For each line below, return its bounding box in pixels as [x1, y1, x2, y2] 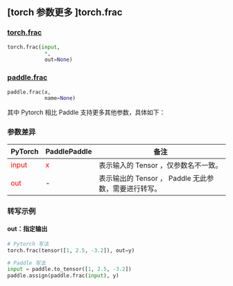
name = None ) [44, 95, 76, 102]
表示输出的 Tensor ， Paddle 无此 [98, 173, 207, 183]
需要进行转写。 [112, 184, 162, 193]
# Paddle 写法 [7, 259, 46, 267]
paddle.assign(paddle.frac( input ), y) [7, 272, 119, 279]
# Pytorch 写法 [7, 240, 49, 247]
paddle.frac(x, [7, 89, 51, 96]
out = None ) [44, 56, 73, 64]
